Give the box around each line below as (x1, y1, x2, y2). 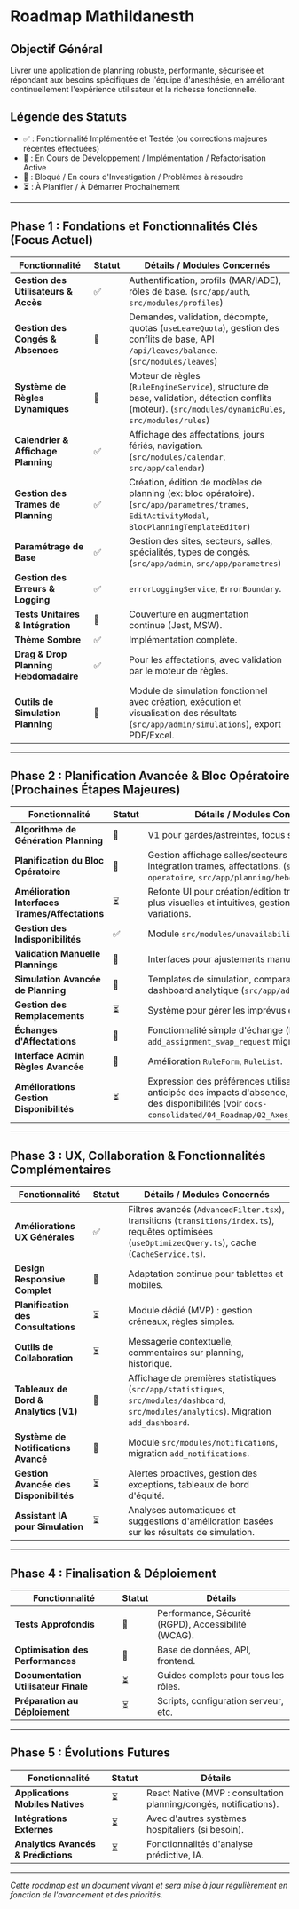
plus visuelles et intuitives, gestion (147, 896, 291, 909)
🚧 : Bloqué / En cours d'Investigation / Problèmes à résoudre (22, 171, 244, 182)
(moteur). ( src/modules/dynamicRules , (129, 402, 286, 414)
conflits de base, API (129, 333, 216, 345)
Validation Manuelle (14, 948, 101, 960)
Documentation (14, 1669, 83, 1682)
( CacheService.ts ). (128, 1248, 207, 1260)
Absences (14, 343, 59, 356)
